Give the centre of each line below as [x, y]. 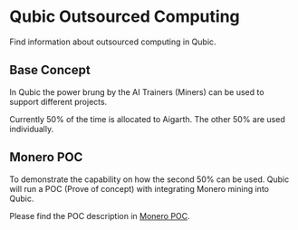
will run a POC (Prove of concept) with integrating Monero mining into [139, 188]
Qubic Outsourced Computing [125, 17]
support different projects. [58, 101]
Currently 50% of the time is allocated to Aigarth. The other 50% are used [147, 119]
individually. [32, 129]
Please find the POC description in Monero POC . [100, 216]
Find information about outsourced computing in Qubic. [113, 42]
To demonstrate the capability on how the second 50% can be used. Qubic [149, 179]
